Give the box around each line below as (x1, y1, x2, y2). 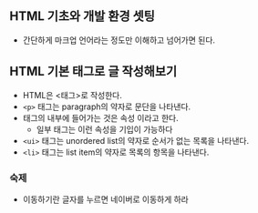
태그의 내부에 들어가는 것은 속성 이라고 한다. (22, 112, 180, 123)
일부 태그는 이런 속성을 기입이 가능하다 (36, 124, 173, 135)
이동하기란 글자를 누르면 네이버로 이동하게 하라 (22, 194, 189, 205)
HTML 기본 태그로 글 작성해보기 (9, 64, 178, 79)
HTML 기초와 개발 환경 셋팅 (9, 8, 155, 25)
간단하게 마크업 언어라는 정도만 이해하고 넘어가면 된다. (22, 35, 216, 46)
